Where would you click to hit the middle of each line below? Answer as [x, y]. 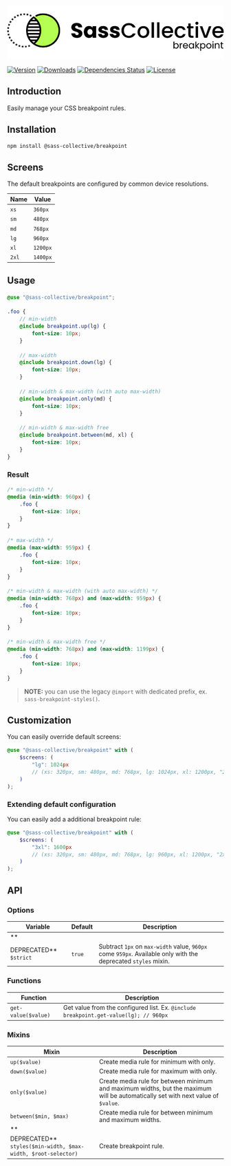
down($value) [29, 1072]
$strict [21, 958]
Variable [37, 927]
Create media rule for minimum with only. [157, 1062]
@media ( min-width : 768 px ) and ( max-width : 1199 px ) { [86, 649]
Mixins [19, 1035]
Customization [40, 721]
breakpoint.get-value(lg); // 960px [115, 1016]
